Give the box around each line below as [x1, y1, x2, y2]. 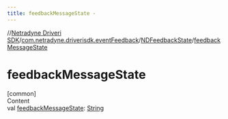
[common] [7, 89, 36, 97]
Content [7, 97, 30, 105]
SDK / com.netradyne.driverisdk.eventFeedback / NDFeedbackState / [7, 35, 195, 44]
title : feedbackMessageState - [7, 10, 96, 17]
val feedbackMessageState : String [7, 103, 104, 112]
